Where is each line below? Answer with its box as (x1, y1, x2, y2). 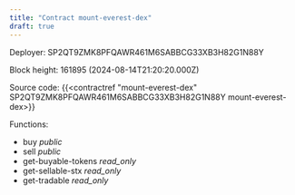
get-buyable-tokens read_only (22, 155, 137, 166)
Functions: (9, 119, 49, 130)
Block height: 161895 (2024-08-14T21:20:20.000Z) (9, 64, 200, 75)
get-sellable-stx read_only (22, 165, 122, 176)
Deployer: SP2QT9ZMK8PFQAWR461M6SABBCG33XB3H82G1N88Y (9, 46, 265, 57)
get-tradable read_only (22, 174, 109, 186)
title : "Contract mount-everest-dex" (9, 13, 152, 23)
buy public (22, 136, 63, 147)
